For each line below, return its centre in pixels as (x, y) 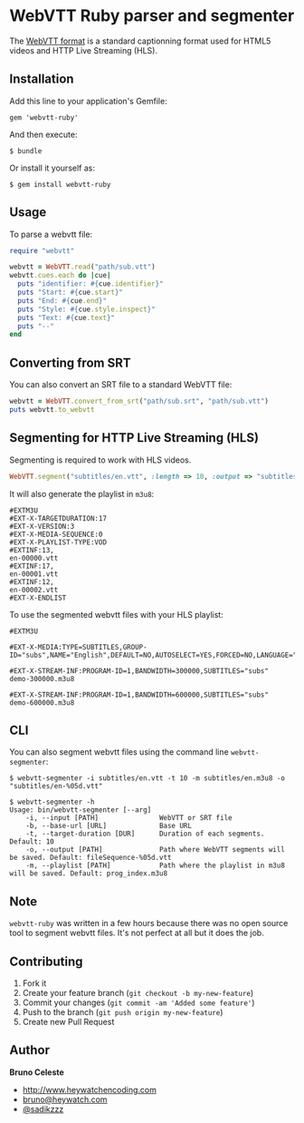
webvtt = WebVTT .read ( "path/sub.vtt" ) (82, 267)
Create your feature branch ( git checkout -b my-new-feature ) (138, 993)
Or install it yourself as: (52, 168)
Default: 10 (32, 842)
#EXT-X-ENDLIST (38, 598)
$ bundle (26, 151)
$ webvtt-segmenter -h (52, 802)
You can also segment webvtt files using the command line (119, 752)
